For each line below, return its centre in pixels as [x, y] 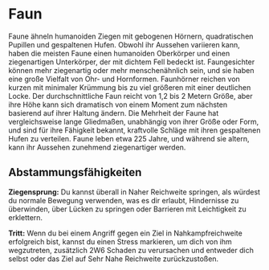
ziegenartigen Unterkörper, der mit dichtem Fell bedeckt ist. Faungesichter [132, 62]
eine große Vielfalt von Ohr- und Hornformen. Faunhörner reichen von [124, 79]
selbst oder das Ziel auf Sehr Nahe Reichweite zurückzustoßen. [114, 259]
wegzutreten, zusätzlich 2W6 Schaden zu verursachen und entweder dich [131, 250]
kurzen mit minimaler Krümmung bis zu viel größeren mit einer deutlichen [130, 87]
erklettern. [25, 217]
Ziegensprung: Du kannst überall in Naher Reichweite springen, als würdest [134, 192]
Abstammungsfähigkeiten [75, 172]
